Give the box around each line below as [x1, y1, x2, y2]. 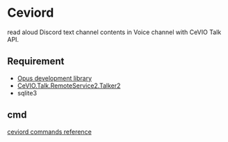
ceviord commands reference [7, 127, 92, 136]
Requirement [7, 56, 65, 68]
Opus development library [17, 74, 92, 82]
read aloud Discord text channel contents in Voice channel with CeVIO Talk [7, 28, 222, 36]
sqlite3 [17, 88, 37, 97]
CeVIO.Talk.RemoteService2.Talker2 [17, 81, 121, 90]
